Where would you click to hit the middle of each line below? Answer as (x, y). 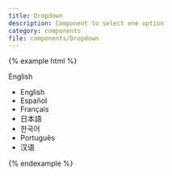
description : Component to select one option (86, 23)
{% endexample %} (41, 164)
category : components (45, 31)
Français (34, 109)
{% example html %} (43, 61)
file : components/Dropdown (54, 38)
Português (37, 138)
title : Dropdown (36, 16)
